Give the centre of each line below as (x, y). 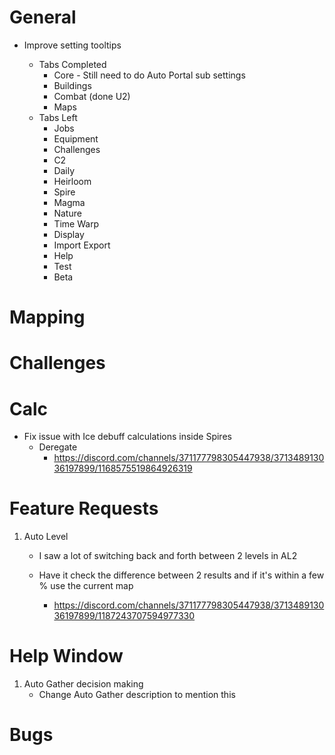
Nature (67, 213)
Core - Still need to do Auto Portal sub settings (149, 75)
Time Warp (76, 223)
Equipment (76, 138)
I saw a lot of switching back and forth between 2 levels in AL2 (168, 556)
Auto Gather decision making (83, 684)
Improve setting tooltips (72, 45)
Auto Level (46, 537)
